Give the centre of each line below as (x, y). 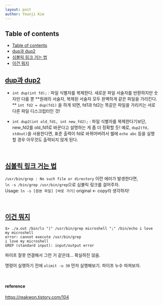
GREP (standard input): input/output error (50, 245)
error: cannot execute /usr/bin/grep (43, 237)
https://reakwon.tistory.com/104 (37, 297)
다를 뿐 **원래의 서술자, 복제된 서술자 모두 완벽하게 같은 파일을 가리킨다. (89, 99)
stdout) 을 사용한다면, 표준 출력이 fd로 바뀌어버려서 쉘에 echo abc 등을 (79, 134)
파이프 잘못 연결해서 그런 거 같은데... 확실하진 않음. (53, 255)
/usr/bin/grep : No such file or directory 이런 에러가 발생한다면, (72, 179)
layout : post (18, 9)
